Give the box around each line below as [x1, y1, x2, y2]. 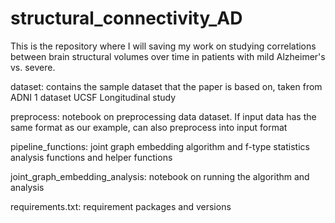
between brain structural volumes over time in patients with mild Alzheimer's [10, 50, 326, 62]
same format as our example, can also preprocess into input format [10, 121, 288, 133]
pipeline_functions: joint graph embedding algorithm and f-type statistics [10, 140, 310, 152]
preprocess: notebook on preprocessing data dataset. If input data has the [10, 110, 317, 122]
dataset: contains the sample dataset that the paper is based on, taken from [10, 80, 323, 92]
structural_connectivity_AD [10, 7, 243, 30]
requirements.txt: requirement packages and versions [10, 200, 232, 212]
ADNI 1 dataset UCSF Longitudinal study [10, 91, 177, 103]
